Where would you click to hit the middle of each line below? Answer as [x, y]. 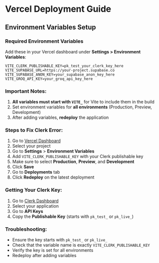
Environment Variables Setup [51, 27]
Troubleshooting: [26, 229]
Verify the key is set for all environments [53, 250]
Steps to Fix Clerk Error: [34, 130]
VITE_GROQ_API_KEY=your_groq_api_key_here [49, 79]
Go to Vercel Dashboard [36, 141]
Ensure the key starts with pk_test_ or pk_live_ [60, 240]
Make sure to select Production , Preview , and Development [73, 162]
